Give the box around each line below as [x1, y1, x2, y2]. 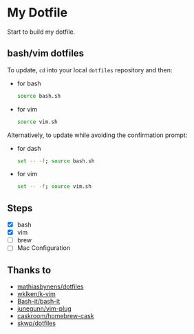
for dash [17, 144, 41, 152]
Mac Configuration [17, 244, 71, 252]
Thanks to [7, 264, 52, 276]
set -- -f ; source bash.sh [17, 157, 95, 165]
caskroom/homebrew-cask [17, 312, 94, 320]
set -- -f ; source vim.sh [17, 183, 91, 190]
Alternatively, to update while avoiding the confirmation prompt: [7, 131, 188, 139]
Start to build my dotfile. [7, 28, 76, 36]
